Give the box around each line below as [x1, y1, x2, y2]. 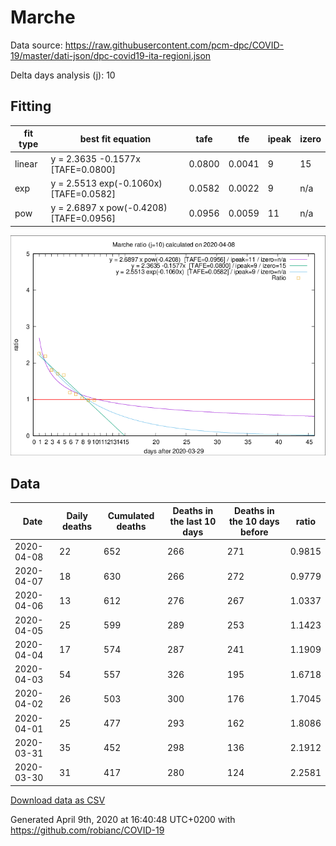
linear [14, 158, 38, 170]
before [239, 526, 269, 538]
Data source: [10, 39, 63, 51]
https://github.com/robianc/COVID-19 [10, 824, 165, 836]
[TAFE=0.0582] [50, 187, 116, 200]
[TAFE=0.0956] [50, 212, 116, 224]
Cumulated [107, 510, 155, 522]
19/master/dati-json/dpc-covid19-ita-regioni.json [10, 49, 212, 61]
